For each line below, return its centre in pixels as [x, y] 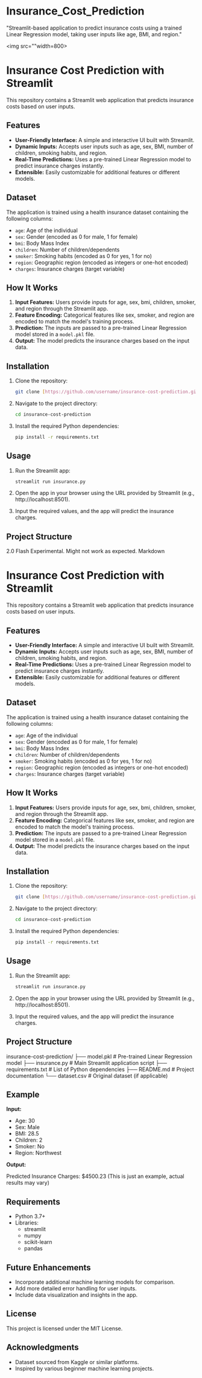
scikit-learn [38, 1242]
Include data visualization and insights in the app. [76, 1295]
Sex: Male [27, 1127]
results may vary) [28, 1183]
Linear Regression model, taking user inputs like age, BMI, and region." [94, 34]
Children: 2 [29, 1140]
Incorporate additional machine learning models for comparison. [95, 1282]
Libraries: [27, 1223]
